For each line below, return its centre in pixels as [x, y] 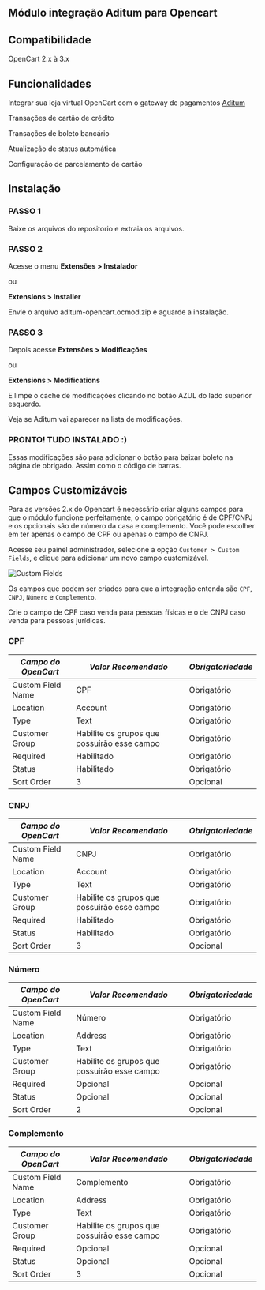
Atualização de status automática [62, 149]
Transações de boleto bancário [59, 134]
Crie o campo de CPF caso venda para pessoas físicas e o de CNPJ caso [127, 612]
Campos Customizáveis [68, 490]
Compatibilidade [50, 40]
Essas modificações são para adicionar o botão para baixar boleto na [121, 457]
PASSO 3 [26, 333]
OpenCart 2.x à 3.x [39, 59]
